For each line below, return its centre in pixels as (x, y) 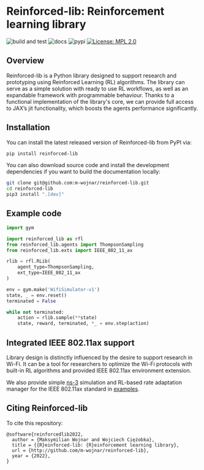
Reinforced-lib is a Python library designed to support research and (91, 76)
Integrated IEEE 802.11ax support (70, 343)
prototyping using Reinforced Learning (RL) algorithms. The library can (96, 82)
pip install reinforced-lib (42, 154)
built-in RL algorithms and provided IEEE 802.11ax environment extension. (99, 370)
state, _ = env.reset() (37, 295)
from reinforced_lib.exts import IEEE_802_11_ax (70, 250)
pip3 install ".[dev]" (35, 195)
